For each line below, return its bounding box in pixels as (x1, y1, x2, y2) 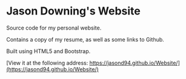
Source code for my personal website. (6, 24, 102, 31)
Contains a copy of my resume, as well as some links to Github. (6, 36, 165, 43)
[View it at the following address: (6, 59, 88, 66)
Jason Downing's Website (6, 4, 141, 18)
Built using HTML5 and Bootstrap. (6, 47, 91, 55)
